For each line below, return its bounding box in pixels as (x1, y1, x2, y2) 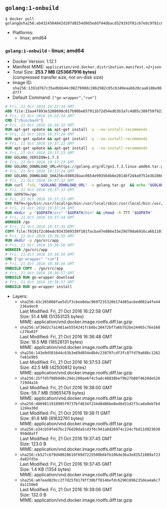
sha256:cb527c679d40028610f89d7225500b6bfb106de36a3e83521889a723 (19, 452, 161, 457)
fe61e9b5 (19, 355, 38, 360)
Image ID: (12, 80, 32, 85)
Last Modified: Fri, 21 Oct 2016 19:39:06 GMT (19, 487, 113, 493)
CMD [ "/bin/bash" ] (5, 118, 43, 123)
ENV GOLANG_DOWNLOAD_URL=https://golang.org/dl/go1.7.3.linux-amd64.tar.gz (5, 164, 166, 169)
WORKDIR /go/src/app (5, 248, 48, 253)
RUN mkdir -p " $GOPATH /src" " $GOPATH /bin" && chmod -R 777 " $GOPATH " (5, 210, 153, 216)
